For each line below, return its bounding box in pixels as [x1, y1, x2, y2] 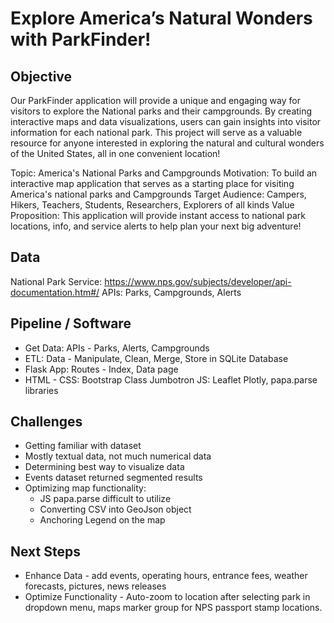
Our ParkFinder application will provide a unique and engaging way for [10, 95, 301, 106]
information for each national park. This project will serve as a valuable [10, 127, 303, 138]
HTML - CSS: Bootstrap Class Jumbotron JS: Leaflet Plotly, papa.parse [24, 373, 318, 386]
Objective [10, 68, 73, 85]
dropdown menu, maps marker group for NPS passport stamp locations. [24, 602, 323, 614]
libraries [24, 384, 59, 396]
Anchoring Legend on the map [39, 514, 166, 526]
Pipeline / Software [10, 315, 132, 332]
